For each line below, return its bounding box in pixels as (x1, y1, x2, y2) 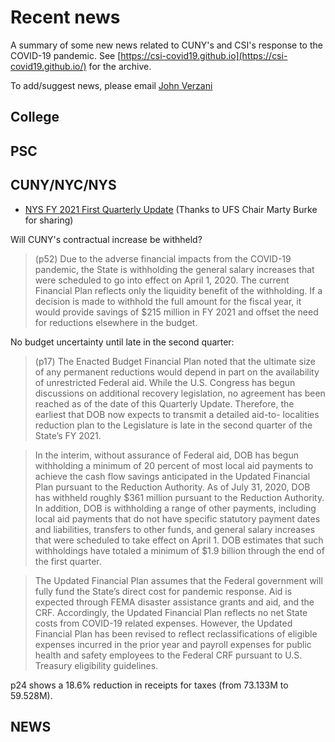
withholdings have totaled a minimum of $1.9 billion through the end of (34, 544, 325, 556)
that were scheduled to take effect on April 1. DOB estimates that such (34, 534, 324, 546)
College (10, 109, 60, 126)
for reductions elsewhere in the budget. (34, 316, 198, 328)
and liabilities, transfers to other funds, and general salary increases (34, 523, 316, 535)
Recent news (10, 6, 121, 29)
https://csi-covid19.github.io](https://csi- (120, 49, 288, 61)
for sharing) (24, 214, 74, 226)
